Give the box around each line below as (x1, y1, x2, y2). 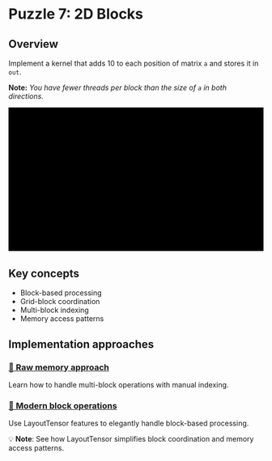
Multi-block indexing (19, 305, 89, 315)
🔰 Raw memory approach (8, 362, 109, 373)
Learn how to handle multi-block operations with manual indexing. (8, 380, 229, 389)
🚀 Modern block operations (8, 400, 117, 411)
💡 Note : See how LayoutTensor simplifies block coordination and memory (8, 434, 254, 444)
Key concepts (8, 266, 79, 280)
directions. (8, 91, 45, 101)
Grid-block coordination (19, 297, 100, 307)
